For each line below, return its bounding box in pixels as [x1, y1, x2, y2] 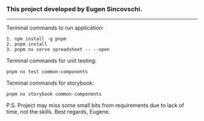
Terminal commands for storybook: [6, 79, 94, 87]
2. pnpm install [6, 41, 47, 47]
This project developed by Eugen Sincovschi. [6, 5, 143, 13]
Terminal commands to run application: [6, 24, 104, 31]
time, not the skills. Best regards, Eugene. [6, 108, 110, 116]
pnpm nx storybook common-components [6, 91, 102, 97]
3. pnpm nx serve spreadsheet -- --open [6, 47, 110, 53]
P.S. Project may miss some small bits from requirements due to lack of [6, 102, 185, 109]
